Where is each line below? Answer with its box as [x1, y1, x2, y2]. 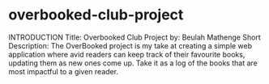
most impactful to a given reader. [8, 66, 119, 76]
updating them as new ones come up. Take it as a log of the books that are [8, 58, 258, 68]
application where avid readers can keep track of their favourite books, [8, 49, 246, 59]
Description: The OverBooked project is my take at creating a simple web [8, 40, 253, 50]
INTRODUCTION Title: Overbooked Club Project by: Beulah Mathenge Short [8, 32, 261, 42]
